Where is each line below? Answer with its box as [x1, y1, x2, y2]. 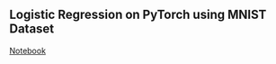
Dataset [9, 22, 55, 37]
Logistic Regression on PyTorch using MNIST [9, 7, 267, 23]
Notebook [9, 45, 47, 56]
